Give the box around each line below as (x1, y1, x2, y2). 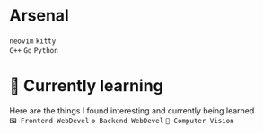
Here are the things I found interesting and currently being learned (9, 105, 255, 116)
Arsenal (9, 5, 69, 26)
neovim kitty (9, 37, 57, 46)
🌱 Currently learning (9, 76, 163, 96)
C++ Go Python (9, 46, 58, 54)
